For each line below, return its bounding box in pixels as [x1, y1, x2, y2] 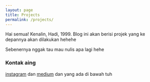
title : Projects [5, 12, 40, 17]
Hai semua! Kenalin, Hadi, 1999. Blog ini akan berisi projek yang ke [5, 31, 145, 37]
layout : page [5, 7, 33, 13]
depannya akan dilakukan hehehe [5, 36, 77, 43]
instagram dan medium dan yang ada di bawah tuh [5, 71, 113, 77]
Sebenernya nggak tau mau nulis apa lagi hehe [5, 47, 104, 53]
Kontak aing [5, 59, 36, 67]
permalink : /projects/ [5, 17, 54, 22]
